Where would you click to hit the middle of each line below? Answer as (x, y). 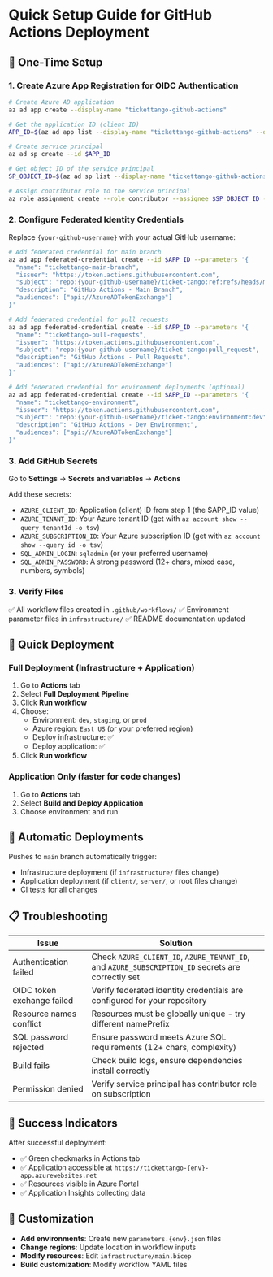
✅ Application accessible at (66, 1167)
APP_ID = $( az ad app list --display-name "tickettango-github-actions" (130, 132)
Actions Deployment (79, 32)
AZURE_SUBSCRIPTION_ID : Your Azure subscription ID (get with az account (141, 536)
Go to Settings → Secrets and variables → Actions (95, 479)
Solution (176, 943)
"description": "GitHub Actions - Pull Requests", (103, 358)
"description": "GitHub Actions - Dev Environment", (107, 425)
